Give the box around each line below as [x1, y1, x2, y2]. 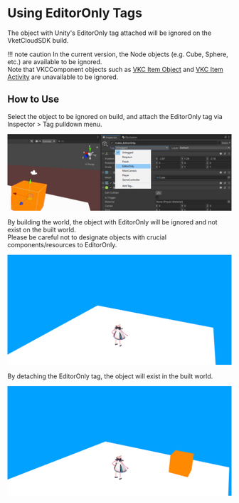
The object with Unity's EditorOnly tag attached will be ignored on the [7, 28, 212, 37]
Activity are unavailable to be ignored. [7, 73, 119, 81]
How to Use [7, 93, 60, 105]
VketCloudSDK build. [7, 36, 69, 44]
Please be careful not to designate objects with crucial [7, 233, 167, 242]
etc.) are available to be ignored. [7, 57, 102, 66]
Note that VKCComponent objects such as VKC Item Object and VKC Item [7, 65, 224, 73]
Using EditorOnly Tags [7, 5, 142, 21]
